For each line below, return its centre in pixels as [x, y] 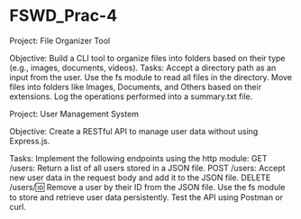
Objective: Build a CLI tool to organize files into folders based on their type [147, 58]
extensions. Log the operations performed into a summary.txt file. [131, 96]
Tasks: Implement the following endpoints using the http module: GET [138, 158]
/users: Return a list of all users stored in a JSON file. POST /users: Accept [147, 168]
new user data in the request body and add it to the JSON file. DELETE [140, 178]
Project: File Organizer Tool [60, 41]
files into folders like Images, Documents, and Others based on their [136, 87]
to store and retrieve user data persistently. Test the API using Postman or [146, 197]
